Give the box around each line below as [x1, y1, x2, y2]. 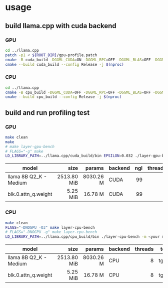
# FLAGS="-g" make [5, 149, 43, 154]
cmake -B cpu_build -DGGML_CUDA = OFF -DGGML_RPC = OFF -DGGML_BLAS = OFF [5, 90, 151, 95]
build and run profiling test [5, 108, 90, 117]
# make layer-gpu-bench [5, 144, 55, 149]
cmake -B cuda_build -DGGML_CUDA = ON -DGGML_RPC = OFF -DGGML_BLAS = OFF [5, 57, 151, 62]
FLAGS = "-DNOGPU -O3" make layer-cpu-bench [5, 225, 95, 230]
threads [134, 245, 154, 252]
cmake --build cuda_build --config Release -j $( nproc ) [5, 62, 124, 67]
